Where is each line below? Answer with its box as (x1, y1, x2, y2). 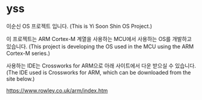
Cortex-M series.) (6, 49, 50, 57)
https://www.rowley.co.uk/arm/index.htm (6, 87, 109, 94)
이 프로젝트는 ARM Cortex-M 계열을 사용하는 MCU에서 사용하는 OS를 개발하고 (6, 35, 192, 42)
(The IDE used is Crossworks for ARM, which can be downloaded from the (6, 69, 191, 76)
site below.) (6, 75, 35, 83)
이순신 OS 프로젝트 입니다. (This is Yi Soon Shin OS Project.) (6, 22, 153, 30)
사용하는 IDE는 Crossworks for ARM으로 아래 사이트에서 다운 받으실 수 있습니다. (6, 62, 197, 69)
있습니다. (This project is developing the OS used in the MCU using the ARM (6, 43, 194, 50)
